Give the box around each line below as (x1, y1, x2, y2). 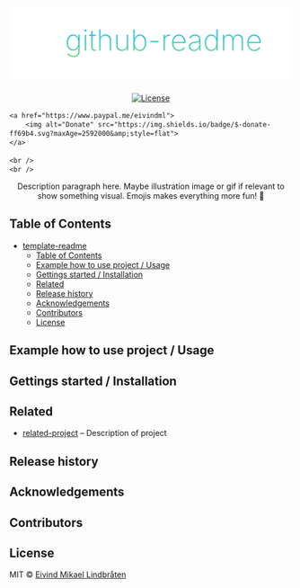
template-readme (22, 240, 87, 251)
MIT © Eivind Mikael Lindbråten (9, 569, 127, 580)
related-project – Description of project (22, 428, 168, 439)
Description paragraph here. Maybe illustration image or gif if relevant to (17, 181, 285, 192)
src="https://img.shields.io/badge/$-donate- (97, 120, 271, 129)
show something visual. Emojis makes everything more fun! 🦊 (37, 190, 265, 200)
